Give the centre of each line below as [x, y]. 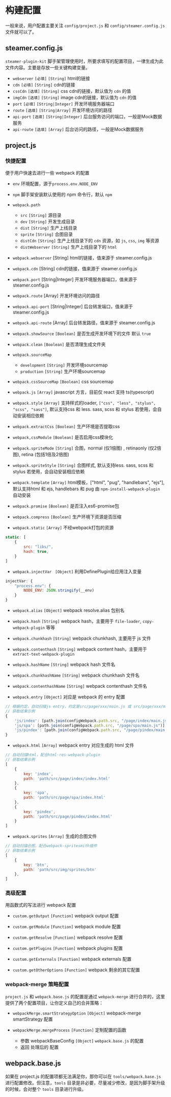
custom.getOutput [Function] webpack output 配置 [66, 916]
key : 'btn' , [36, 865]
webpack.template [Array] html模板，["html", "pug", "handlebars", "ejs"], [89, 483]
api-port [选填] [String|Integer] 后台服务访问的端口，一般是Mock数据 [87, 116]
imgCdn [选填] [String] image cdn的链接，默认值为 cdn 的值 [75, 97]
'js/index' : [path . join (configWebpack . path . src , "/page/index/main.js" [92, 721]
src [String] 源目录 [41, 215]
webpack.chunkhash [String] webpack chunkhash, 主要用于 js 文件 [82, 638]
